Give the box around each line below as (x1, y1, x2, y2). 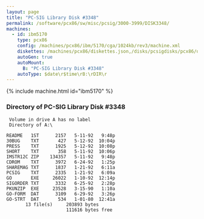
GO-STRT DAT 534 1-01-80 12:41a (6, 196, 115, 202)
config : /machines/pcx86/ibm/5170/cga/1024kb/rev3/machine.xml (17, 43, 181, 49)
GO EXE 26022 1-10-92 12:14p (6, 175, 115, 181)
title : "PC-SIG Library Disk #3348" (6, 15, 99, 21)
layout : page (6, 8, 39, 15)
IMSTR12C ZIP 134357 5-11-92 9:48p (6, 153, 115, 160)
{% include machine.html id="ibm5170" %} (6, 87, 114, 95)
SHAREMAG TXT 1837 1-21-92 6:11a (6, 164, 115, 170)
